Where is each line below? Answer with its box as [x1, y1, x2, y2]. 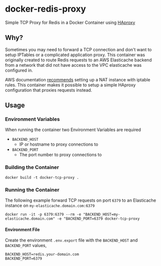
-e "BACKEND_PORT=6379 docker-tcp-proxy [57, 216, 140, 221]
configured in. [5, 67, 33, 73]
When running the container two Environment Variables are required [5, 127, 141, 133]
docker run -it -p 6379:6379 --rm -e [5, 212, 81, 217]
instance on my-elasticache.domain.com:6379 [5, 203, 95, 209]
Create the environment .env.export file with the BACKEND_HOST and [5, 237, 138, 243]
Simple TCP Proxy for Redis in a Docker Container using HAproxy [5, 19, 135, 25]
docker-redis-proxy [5, 3, 86, 15]
